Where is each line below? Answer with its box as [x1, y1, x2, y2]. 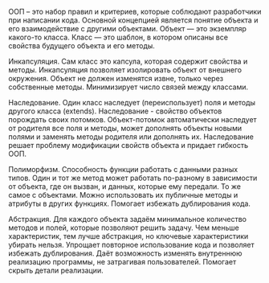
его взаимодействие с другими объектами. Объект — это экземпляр [8, 24, 247, 33]
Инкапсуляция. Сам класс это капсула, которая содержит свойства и [8, 56, 248, 66]
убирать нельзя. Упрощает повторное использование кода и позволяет [8, 240, 255, 249]
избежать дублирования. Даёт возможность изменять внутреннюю [8, 248, 243, 258]
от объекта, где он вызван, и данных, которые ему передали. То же [8, 182, 242, 191]
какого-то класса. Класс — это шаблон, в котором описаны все [8, 32, 229, 42]
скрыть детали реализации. [8, 265, 104, 275]
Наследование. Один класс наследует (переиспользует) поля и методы [8, 98, 255, 107]
